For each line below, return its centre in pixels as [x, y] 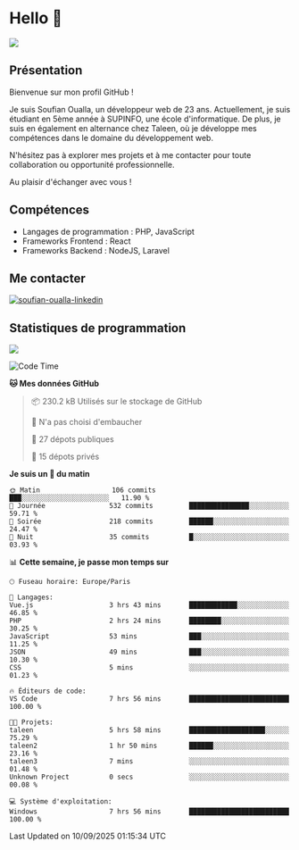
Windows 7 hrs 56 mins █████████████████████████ [149, 812]
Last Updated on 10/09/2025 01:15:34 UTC [88, 836]
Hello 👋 [36, 18]
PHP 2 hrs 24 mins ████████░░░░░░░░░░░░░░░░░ [149, 621]
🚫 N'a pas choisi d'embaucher [87, 422]
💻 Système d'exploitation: [61, 802]
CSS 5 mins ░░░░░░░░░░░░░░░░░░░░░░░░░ [149, 668]
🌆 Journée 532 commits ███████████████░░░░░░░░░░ [149, 506]
